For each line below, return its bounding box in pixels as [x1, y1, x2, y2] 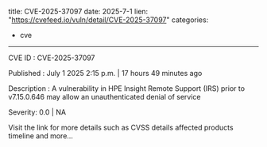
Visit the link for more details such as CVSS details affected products [8, 122, 234, 132]
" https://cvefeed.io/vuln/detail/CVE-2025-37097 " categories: [8, 15, 209, 24]
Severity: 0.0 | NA [8, 107, 66, 117]
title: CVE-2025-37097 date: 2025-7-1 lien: [8, 7, 149, 16]
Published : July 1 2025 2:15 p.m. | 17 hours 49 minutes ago [8, 69, 203, 77]
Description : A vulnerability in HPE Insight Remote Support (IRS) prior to [8, 84, 245, 93]
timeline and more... [8, 131, 74, 141]
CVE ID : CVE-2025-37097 [8, 53, 95, 62]
